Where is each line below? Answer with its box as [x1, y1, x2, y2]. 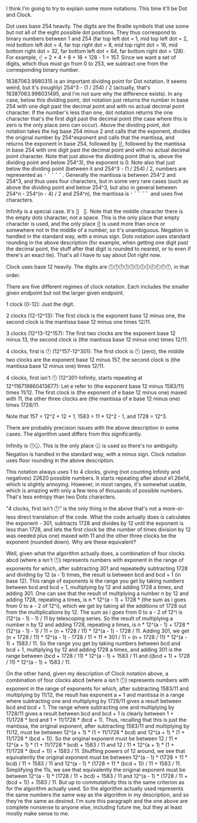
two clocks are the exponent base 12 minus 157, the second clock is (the [6, 356, 181, 363]
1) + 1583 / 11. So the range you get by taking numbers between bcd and [6, 640, 181, 647]
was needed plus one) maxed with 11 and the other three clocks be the [6, 532, 176, 539]
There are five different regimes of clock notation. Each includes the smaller [6, 283, 189, 290]
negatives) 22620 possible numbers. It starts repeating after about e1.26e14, [6, 474, 191, 481]
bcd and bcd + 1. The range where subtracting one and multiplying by [6, 704, 175, 711]
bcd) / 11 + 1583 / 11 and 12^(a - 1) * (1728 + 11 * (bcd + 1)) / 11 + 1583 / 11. [6, 760, 182, 767]
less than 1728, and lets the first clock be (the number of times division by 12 [6, 526, 191, 533]
